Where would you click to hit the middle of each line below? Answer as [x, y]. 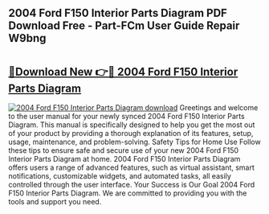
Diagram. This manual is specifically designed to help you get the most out [132, 125]
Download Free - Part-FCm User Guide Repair [124, 26]
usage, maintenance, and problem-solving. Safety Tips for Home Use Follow [134, 142]
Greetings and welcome [219, 107]
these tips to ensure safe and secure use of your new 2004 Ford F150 [124, 150]
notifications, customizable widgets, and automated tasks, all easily [120, 176]
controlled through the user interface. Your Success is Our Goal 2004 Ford [132, 185]
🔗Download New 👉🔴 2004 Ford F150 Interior [123, 72]
